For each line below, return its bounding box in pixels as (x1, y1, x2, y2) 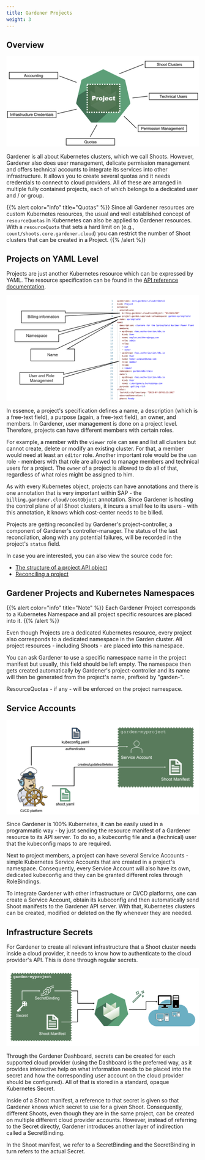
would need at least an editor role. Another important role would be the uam (6, 451, 197, 459)
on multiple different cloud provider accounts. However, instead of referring (6, 1117, 197, 1124)
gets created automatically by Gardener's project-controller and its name (6, 667, 190, 674)
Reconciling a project (15, 570, 69, 578)
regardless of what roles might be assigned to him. (6, 470, 135, 478)
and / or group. (6, 192, 45, 199)
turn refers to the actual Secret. (6, 1148, 86, 1155)
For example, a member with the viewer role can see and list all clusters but (6, 438, 196, 445)
